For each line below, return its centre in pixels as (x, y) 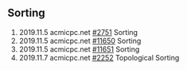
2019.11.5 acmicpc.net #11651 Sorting (79, 49)
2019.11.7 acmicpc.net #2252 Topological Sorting (99, 57)
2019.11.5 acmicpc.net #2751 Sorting (78, 32)
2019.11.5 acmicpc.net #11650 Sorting (80, 41)
